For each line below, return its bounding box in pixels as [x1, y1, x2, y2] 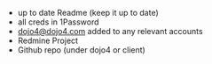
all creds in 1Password [17, 17, 99, 27]
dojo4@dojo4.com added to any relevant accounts [17, 26, 203, 36]
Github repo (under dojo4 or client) [17, 45, 146, 55]
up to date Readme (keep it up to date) [17, 8, 160, 18]
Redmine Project [17, 35, 78, 46]
